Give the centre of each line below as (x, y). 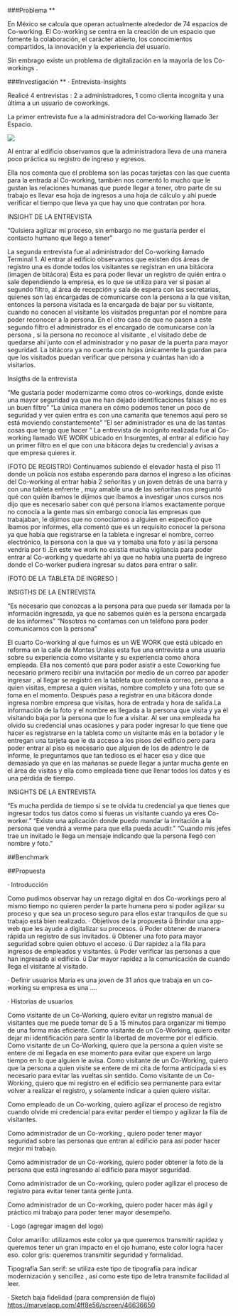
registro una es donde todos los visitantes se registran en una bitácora (110, 267)
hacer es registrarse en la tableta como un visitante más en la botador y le (116, 733)
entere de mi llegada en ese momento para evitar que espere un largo (109, 1053)
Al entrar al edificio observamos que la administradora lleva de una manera (117, 151)
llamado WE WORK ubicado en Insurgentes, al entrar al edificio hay (131, 437)
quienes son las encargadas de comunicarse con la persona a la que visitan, (119, 297)
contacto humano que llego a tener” (60, 238)
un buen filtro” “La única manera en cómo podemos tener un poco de (109, 407)
